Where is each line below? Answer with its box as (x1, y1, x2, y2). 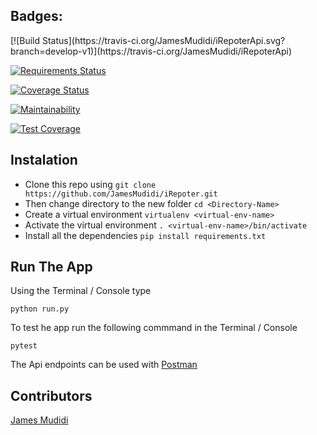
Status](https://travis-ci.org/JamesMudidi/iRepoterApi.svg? (41, 34, 286, 46)
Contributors (10, 387, 93, 404)
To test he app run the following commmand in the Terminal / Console (10, 322, 298, 334)
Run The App (10, 259, 93, 276)
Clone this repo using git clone (24, 178, 157, 190)
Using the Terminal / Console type (10, 285, 152, 297)
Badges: (10, 8, 63, 25)
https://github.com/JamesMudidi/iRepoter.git (24, 189, 218, 199)
